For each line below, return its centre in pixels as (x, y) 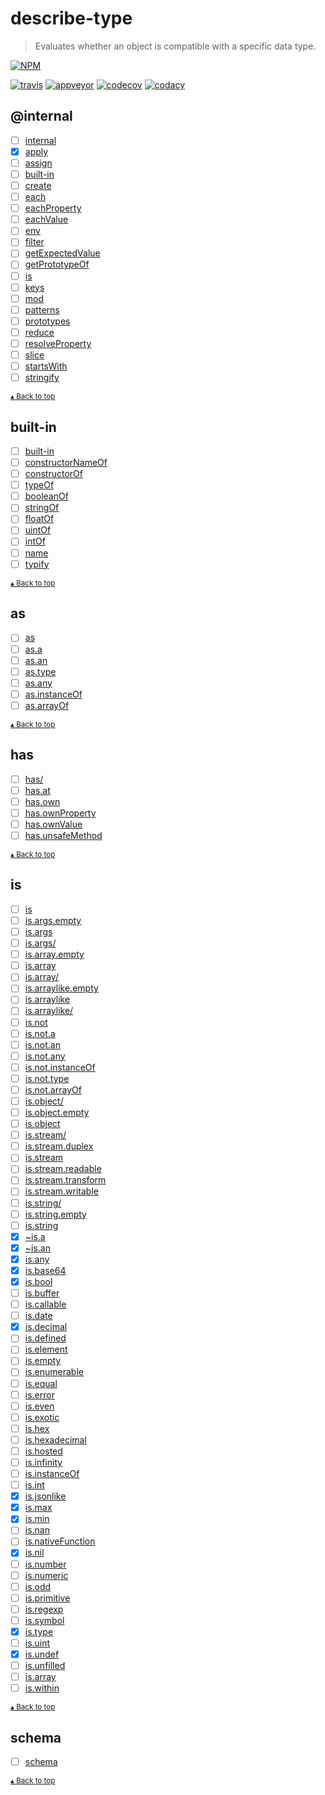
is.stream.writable (61, 1191)
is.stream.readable (63, 1169)
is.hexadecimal (55, 1439)
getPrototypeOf (57, 264)
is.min (37, 1519)
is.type (39, 1631)
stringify (42, 378)
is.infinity (43, 1462)
